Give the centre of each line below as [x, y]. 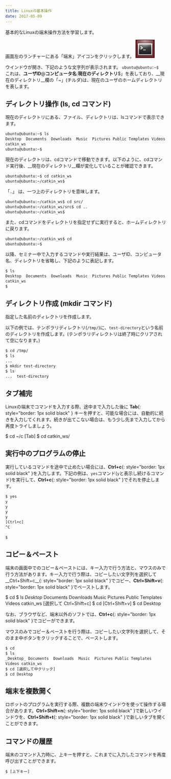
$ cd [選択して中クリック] [30, 669]
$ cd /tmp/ [17, 351]
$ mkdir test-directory [31, 366]
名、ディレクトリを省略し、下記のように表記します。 [61, 261]
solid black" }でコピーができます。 [41, 621]
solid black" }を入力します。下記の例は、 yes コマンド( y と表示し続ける [78, 473]
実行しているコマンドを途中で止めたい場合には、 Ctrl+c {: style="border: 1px [85, 467]
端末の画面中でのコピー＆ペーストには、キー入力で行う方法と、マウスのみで [86, 568]
